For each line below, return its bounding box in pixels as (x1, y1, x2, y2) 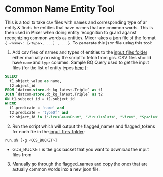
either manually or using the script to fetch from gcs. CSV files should (12, 54, 152, 60)
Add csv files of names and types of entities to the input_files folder (12, 49, 147, 55)
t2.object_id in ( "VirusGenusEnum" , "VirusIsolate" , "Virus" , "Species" (9, 115, 160, 119)
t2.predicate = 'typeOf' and (9, 110, 68, 115)
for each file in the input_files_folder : (12, 128, 85, 134)
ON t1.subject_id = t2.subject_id (5, 97, 75, 102)
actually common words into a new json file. (12, 166, 100, 172)
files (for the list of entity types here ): (12, 64, 88, 71)
